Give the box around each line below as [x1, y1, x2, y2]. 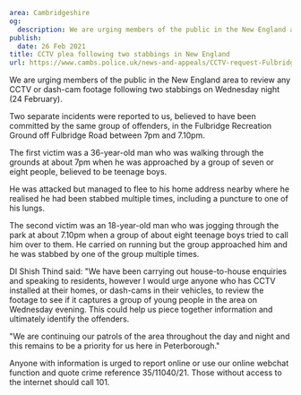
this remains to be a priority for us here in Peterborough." [9, 340, 220, 351]
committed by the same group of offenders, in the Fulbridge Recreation [9, 121, 272, 132]
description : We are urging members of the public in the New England [17, 25, 287, 34]
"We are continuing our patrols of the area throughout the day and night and [9, 331, 290, 342]
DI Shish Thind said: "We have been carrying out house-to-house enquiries [9, 266, 288, 277]
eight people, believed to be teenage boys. [9, 167, 168, 177]
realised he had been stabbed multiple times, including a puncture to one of [9, 193, 288, 204]
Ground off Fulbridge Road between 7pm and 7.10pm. [9, 130, 206, 141]
